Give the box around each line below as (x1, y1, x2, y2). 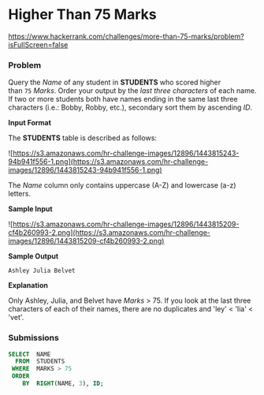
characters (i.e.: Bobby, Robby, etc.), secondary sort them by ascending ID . (8, 102, 253, 112)
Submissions (8, 333, 59, 344)
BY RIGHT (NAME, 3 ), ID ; (22, 380, 104, 388)
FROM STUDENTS (15, 357, 65, 366)
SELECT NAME (8, 350, 51, 358)
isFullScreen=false (8, 39, 69, 49)
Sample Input (8, 204, 53, 214)
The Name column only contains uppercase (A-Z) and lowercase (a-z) (8, 181, 236, 190)
